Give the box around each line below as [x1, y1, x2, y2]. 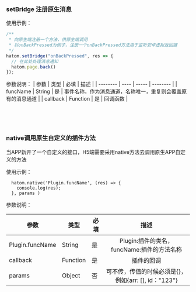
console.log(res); [16, 185, 61, 191]
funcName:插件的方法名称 [110, 245, 183, 253]
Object [62, 271, 80, 279]
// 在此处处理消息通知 [11, 59, 58, 64]
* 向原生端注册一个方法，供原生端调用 [8, 37, 88, 43]
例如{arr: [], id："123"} [115, 276, 178, 284]
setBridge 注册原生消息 [6, 5, 72, 13]
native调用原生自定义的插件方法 [6, 134, 96, 142]
